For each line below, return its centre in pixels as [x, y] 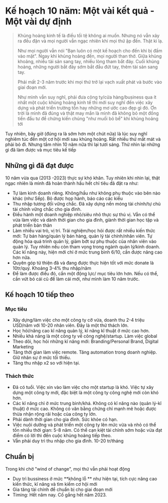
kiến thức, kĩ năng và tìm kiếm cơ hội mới [55, 484]
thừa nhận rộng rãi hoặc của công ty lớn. [55, 414]
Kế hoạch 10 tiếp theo [40, 295]
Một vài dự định [38, 21]
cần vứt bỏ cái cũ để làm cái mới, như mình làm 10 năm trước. [76, 279]
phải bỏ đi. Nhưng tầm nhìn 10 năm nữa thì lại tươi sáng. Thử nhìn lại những [83, 144]
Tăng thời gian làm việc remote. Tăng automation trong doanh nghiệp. [85, 352]
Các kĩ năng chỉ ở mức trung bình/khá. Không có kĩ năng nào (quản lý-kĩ [87, 403]
